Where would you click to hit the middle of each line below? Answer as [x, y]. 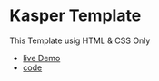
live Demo [41, 58]
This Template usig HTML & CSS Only [80, 40]
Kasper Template [75, 16]
